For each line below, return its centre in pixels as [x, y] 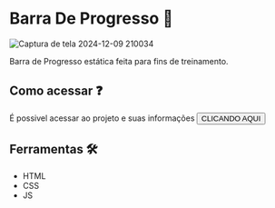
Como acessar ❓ [56, 91]
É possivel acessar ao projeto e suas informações [102, 118]
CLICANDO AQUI [231, 119]
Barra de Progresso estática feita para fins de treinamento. [119, 61]
